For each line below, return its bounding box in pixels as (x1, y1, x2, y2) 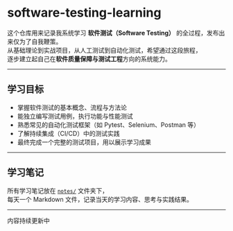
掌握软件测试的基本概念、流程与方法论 (17, 103, 127, 112)
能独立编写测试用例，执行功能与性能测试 (17, 112, 133, 120)
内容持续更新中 (7, 216, 50, 225)
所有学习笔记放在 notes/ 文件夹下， (7, 186, 109, 195)
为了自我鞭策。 (19, 37, 62, 46)
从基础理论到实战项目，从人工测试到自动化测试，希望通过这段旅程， (7, 46, 202, 54)
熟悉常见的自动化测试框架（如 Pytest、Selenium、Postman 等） (17, 120, 200, 129)
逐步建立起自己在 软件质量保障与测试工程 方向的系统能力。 (7, 54, 171, 63)
